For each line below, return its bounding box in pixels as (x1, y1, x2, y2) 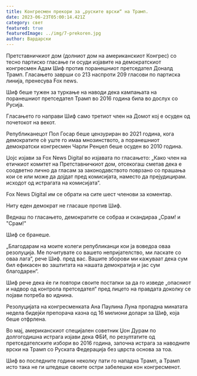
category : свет (6, 19, 44, 25)
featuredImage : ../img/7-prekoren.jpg (6, 31, 101, 37)
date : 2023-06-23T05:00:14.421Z (6, 14, 85, 20)
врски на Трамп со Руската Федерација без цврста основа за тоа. (6, 346, 173, 352)
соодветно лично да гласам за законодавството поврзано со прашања (6, 167, 186, 174)
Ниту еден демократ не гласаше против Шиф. (6, 202, 122, 209)
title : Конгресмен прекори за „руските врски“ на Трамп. (6, 8, 149, 15)
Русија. (6, 101, 25, 108)
